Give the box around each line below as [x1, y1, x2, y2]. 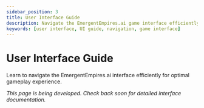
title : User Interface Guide [6, 14, 80, 21]
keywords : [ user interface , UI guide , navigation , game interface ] [6, 25, 181, 32]
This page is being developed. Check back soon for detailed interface [6, 90, 182, 97]
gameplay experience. [6, 78, 62, 85]
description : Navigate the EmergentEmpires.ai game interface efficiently [6, 20, 200, 26]
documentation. [6, 96, 46, 103]
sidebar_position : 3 [6, 8, 59, 15]
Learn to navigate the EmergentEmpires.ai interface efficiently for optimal [6, 72, 190, 79]
